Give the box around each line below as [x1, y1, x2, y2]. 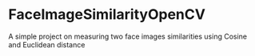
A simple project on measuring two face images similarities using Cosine [8, 32, 248, 41]
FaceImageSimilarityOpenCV [8, 6, 206, 24]
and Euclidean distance [8, 39, 86, 49]
